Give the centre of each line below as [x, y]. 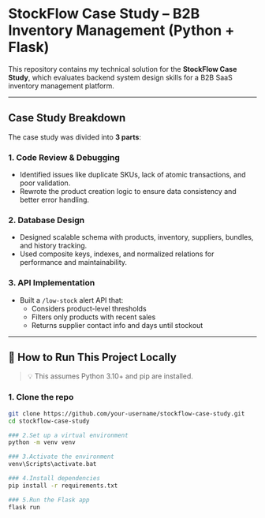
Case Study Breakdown [67, 118]
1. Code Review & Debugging [64, 157]
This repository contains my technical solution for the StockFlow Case [123, 69]
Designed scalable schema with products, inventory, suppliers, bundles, [136, 237]
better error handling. [54, 200]
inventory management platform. [61, 86]
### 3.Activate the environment [61, 457]
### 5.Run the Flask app [49, 500]
